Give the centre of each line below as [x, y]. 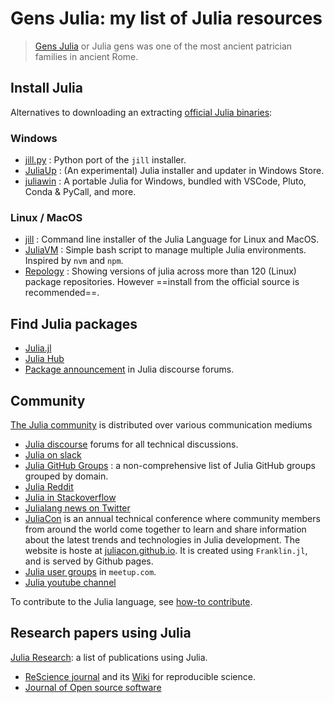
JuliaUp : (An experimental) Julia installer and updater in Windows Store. [174, 171]
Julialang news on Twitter [77, 508]
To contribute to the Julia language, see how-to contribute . [131, 601]
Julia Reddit [49, 486]
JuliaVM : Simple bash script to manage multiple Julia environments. [165, 250]
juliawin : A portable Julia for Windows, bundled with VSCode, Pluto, [165, 181]
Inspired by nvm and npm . [74, 261]
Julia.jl [38, 348]
